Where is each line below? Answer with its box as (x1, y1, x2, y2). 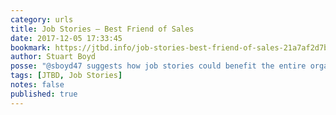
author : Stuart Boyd (10, 52, 97, 62)
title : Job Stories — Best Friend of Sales (10, 24, 195, 34)
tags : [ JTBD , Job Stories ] (10, 71, 123, 81)
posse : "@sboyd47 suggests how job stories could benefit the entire (10, 61, 307, 71)
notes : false (10, 80, 65, 90)
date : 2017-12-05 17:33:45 (10, 33, 123, 43)
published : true (10, 89, 78, 99)
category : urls (10, 14, 74, 25)
